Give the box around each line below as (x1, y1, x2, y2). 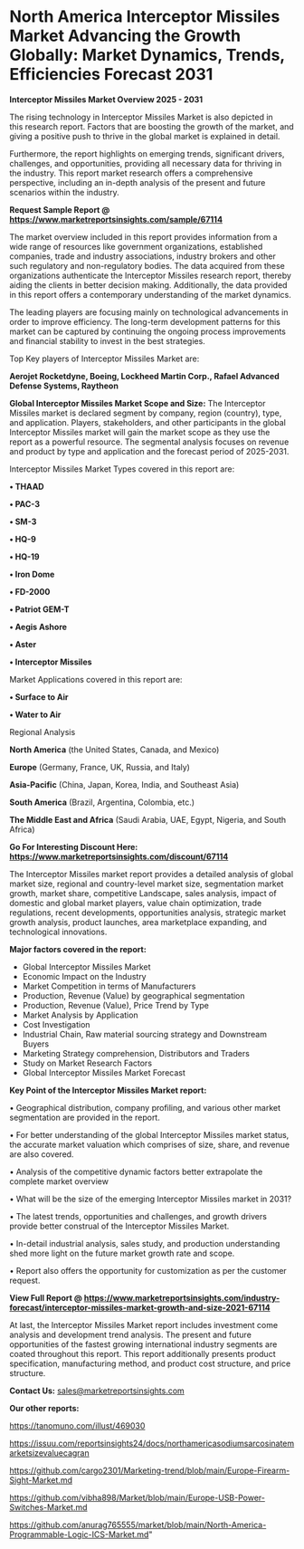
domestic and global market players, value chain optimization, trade (9, 897, 262, 908)
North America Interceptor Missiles (9, 6, 280, 27)
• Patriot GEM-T (9, 604, 70, 615)
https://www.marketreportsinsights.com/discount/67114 (9, 851, 229, 862)
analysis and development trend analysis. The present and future (9, 1329, 252, 1340)
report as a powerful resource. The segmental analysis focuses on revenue (9, 436, 290, 447)
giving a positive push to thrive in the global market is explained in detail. (9, 130, 280, 141)
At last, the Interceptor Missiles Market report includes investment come (9, 1319, 279, 1330)
